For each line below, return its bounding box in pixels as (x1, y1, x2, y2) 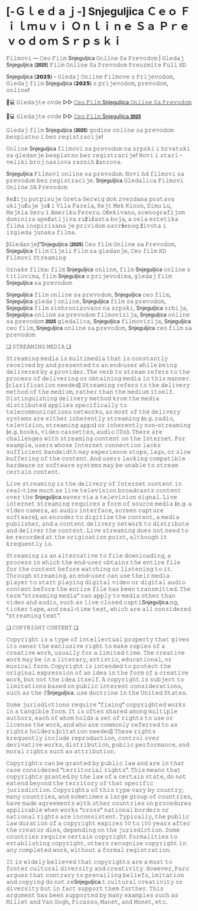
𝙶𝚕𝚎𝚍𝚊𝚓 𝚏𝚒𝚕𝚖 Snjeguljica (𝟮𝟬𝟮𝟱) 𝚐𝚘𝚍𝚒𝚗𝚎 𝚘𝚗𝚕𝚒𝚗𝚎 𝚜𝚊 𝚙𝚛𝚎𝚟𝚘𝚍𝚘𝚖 (6, 126, 174, 133)
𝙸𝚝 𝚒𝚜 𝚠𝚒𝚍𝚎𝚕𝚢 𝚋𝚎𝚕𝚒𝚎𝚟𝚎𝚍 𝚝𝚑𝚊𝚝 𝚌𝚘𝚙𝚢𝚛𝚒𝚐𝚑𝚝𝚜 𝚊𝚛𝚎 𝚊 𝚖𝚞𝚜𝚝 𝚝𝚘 (6, 858, 173, 865)
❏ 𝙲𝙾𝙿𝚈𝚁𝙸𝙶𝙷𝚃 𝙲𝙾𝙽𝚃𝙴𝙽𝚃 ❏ (6, 623, 79, 631)
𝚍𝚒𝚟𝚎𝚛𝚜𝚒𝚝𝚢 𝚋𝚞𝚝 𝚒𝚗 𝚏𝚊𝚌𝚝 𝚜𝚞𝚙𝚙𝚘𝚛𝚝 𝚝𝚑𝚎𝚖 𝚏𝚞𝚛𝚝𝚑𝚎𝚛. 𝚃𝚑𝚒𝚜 (6, 884, 164, 892)
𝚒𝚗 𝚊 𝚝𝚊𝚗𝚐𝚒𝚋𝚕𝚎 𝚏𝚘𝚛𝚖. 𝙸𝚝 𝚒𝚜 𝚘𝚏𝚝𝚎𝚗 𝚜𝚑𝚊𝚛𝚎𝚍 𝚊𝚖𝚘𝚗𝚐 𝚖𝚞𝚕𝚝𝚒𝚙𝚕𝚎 (6, 708, 178, 715)
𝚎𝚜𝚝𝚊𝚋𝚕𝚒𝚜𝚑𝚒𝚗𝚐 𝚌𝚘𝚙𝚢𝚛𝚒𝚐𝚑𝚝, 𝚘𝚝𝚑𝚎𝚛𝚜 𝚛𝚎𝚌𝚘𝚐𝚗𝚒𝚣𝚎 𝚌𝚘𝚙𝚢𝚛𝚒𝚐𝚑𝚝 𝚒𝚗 (6, 839, 187, 846)
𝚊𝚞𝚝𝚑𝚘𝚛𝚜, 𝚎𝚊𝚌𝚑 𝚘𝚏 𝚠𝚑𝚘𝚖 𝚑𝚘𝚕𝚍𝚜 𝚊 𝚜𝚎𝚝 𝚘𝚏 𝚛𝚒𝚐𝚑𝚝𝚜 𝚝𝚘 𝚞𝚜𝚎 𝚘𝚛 (6, 714, 174, 721)
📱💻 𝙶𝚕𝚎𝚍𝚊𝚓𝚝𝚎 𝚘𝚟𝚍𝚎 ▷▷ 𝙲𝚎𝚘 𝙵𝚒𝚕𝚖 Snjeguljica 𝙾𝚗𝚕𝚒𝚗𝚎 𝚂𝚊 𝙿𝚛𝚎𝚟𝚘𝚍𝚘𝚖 (6, 98, 192, 106)
